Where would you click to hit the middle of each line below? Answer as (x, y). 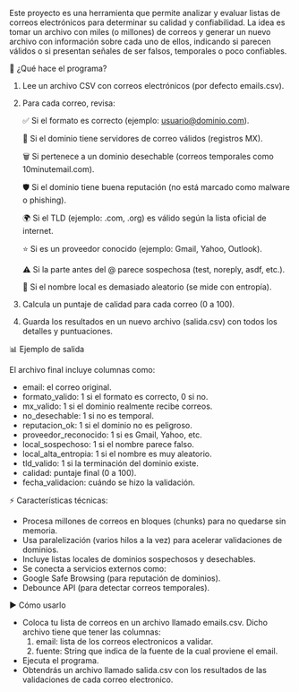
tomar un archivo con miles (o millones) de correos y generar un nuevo (140, 32)
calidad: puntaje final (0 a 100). (79, 473)
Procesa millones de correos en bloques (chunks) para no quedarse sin (154, 521)
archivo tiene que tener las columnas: (91, 632)
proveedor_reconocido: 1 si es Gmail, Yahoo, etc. (112, 435)
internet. (38, 231)
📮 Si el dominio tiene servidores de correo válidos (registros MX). (142, 138)
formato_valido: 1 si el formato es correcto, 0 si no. (115, 397)
